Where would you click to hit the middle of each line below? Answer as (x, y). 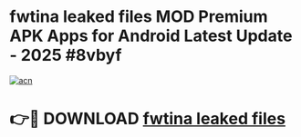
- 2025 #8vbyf (66, 55)
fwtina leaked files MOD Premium (139, 17)
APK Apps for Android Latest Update (151, 36)
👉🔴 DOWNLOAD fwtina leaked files (147, 119)
